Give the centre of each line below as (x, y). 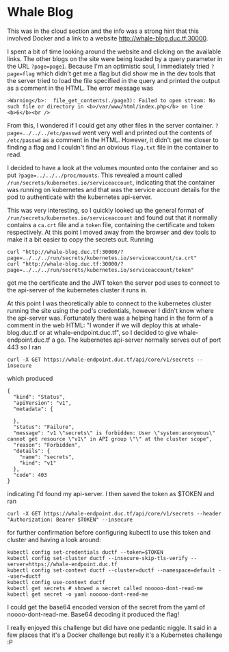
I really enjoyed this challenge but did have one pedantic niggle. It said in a (112, 627)
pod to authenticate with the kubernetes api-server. (80, 197)
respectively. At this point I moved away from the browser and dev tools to (112, 232)
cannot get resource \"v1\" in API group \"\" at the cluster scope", (110, 439)
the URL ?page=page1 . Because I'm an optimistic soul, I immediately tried (108, 66)
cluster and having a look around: (54, 539)
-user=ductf (24, 576)
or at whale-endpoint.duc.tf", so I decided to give (108, 332)
